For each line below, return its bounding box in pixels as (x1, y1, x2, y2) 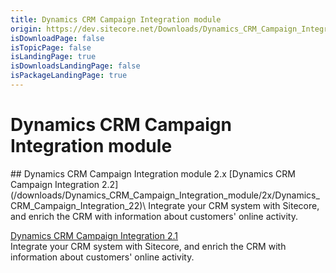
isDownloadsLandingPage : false (10, 61, 141, 71)
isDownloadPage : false (10, 33, 105, 43)
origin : (10, 24, 43, 34)
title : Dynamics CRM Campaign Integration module (10, 14, 222, 25)
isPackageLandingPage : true (10, 71, 128, 81)
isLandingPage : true (10, 52, 97, 62)
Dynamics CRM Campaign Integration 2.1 (10, 229, 178, 241)
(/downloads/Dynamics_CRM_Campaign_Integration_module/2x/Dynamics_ (10, 189, 320, 201)
